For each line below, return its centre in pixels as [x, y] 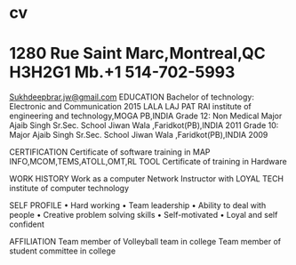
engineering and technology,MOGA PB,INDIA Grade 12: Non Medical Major [146, 116]
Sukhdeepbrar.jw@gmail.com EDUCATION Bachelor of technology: [132, 97]
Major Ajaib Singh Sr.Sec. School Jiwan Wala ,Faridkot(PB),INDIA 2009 [139, 135]
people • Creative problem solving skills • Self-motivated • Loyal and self [144, 215]
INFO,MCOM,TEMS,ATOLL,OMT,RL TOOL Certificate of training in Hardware [148, 162]
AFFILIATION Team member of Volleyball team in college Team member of [145, 242]
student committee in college [63, 251]
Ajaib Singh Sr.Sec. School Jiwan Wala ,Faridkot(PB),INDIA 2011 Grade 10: [144, 125]
